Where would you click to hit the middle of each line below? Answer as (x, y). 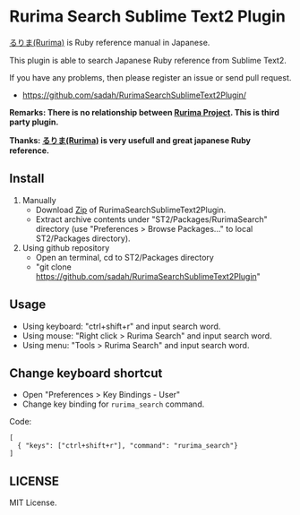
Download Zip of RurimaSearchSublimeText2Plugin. (131, 210)
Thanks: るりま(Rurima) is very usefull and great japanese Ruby (130, 140)
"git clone (53, 267)
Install (27, 179)
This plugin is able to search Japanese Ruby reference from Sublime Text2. (148, 60)
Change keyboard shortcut (86, 373)
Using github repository (66, 247)
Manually (39, 200)
